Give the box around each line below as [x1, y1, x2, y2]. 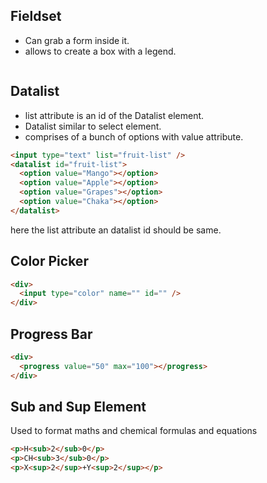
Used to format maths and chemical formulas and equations [10, 425, 258, 437]
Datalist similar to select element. [24, 120, 162, 132]
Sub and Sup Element [10, 399, 147, 416]
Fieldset [10, 8, 62, 25]
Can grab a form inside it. [24, 34, 130, 46]
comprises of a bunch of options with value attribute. [24, 130, 244, 143]
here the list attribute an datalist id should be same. [10, 224, 222, 236]
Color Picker [10, 253, 89, 270]
